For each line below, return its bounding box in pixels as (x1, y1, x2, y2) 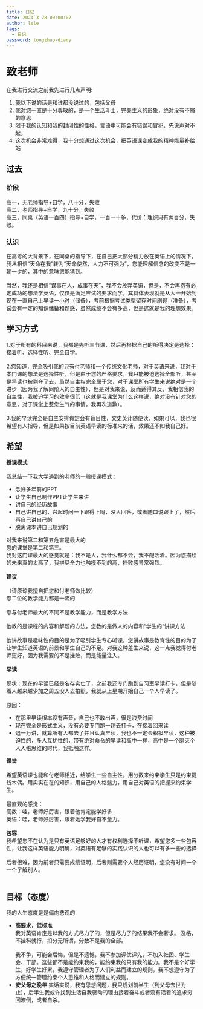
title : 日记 (6, 8, 34, 15)
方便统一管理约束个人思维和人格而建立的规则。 (14, 974, 132, 981)
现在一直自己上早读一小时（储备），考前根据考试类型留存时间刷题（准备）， (6, 297, 192, 304)
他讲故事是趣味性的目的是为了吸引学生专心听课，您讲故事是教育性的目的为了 (6, 636, 197, 643)
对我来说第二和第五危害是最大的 (6, 536, 86, 544)
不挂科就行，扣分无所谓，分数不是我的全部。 (14, 937, 127, 944)
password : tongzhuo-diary (6, 37, 71, 43)
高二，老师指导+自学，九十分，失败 (6, 206, 95, 213)
